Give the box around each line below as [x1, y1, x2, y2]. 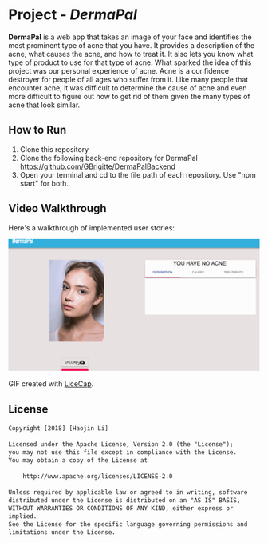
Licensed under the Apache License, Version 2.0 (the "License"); [8, 441, 234, 449]
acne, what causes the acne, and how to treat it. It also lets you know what [8, 49, 254, 58]
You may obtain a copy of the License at [8, 457, 148, 465]
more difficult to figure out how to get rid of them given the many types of [8, 91, 251, 101]
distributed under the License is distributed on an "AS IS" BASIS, [8, 497, 241, 505]
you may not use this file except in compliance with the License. [8, 449, 238, 457]
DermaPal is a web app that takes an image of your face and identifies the [8, 32, 253, 42]
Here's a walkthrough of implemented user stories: [8, 222, 175, 233]
